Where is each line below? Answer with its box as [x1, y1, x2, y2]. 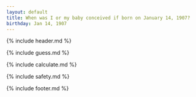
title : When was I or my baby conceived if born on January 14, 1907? [6, 15, 190, 21]
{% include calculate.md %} [6, 61, 77, 68]
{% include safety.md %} [6, 73, 70, 80]
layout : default [6, 9, 48, 15]
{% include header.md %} [6, 37, 72, 45]
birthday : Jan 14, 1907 [6, 20, 67, 26]
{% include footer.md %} [6, 85, 69, 92]
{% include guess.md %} [6, 49, 69, 56]
